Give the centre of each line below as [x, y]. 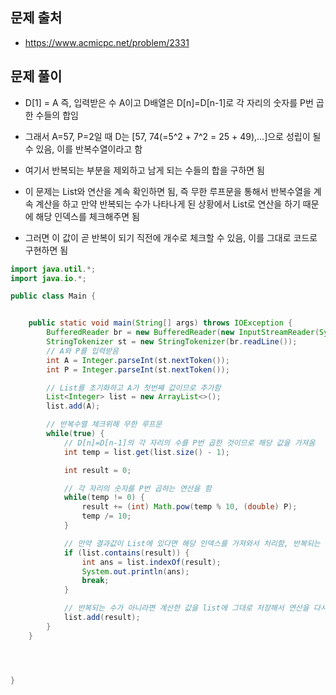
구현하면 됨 [46, 250]
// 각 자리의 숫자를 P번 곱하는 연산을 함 [137, 488]
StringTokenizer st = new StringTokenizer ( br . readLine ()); [172, 342]
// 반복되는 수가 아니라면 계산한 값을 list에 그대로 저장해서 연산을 [186, 608]
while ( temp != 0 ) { [104, 498]
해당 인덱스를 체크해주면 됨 [87, 216]
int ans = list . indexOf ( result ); [151, 562]
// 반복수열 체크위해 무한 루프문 [104, 424]
